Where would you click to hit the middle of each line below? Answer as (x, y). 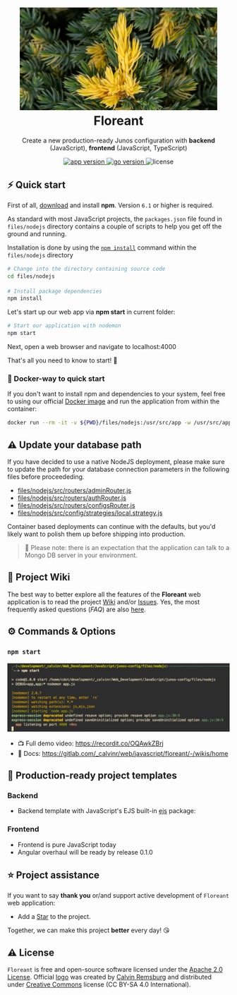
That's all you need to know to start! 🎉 (62, 360)
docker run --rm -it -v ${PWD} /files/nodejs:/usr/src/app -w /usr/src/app (120, 423)
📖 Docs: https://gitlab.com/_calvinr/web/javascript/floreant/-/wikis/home (123, 753)
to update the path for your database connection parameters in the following (119, 470)
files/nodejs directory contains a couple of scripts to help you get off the (115, 226)
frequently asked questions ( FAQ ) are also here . (77, 609)
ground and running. (37, 233)
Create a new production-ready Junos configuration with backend (119, 140)
